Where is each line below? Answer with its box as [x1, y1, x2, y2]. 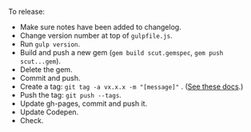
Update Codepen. [19, 107, 79, 117]
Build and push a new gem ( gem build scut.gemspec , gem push [19, 48, 224, 57]
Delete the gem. [19, 65, 74, 74]
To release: [8, 7, 46, 16]
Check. [19, 116, 44, 125]
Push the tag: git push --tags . [19, 90, 122, 99]
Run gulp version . [19, 39, 81, 49]
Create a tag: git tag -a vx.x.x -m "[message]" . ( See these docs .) [19, 82, 244, 91]
